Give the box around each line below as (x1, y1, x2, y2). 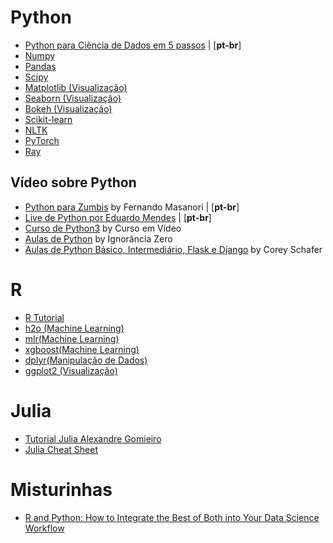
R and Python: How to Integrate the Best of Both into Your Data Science (24, 511, 320, 523)
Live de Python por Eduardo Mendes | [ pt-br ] (24, 211, 212, 223)
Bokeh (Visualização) (24, 102, 113, 115)
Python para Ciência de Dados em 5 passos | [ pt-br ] (24, 39, 242, 51)
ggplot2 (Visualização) (24, 364, 118, 376)
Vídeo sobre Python (10, 174, 137, 191)
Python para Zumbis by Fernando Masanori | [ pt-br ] (24, 201, 240, 213)
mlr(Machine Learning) (24, 332, 120, 345)
